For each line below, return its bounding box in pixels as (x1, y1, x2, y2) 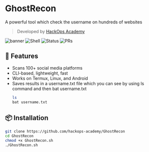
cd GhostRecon (5, 133, 34, 139)
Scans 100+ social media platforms (12, 65, 83, 71)
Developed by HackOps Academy (17, 28, 85, 34)
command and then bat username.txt (12, 86, 87, 92)
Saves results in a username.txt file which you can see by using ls (12, 80, 145, 86)
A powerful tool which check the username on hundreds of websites (5, 19, 143, 25)
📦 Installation (5, 114, 49, 122)
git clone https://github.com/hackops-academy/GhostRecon (5, 129, 125, 134)
